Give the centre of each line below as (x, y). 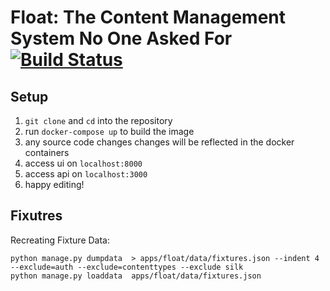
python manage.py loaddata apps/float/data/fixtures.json (136, 276)
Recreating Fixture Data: (60, 240)
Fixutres (36, 216)
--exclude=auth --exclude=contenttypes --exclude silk (127, 267)
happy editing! (54, 184)
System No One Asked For (121, 38)
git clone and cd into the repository (98, 120)
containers (47, 152)
